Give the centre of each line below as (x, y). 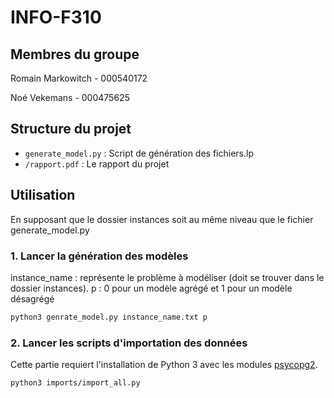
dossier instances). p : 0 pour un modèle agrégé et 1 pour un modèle (151, 288)
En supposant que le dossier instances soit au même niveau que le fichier (162, 219)
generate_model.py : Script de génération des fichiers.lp (139, 153)
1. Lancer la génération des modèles (99, 256)
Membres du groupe (75, 54)
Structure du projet (71, 129)
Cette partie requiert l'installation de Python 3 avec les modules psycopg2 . (164, 365)
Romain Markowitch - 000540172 (79, 78)
